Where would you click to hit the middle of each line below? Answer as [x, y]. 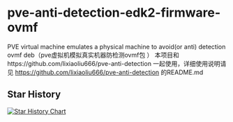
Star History [34, 95]
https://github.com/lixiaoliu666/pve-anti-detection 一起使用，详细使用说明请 [117, 63]
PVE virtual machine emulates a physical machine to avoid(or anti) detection [116, 46]
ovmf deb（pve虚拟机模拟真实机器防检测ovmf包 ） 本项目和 [93, 55]
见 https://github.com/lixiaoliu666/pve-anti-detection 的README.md [105, 72]
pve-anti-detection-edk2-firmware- [114, 13]
